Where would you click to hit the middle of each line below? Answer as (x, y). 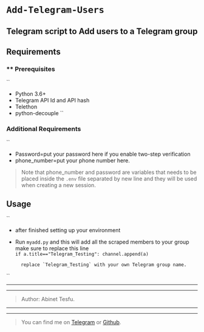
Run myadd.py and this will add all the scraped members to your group (102, 242)
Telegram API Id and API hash (52, 101)
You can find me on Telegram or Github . (71, 322)
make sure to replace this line (52, 248)
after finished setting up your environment (68, 230)
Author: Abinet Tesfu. (48, 299)
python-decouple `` (39, 113)
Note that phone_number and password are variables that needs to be (109, 172)
